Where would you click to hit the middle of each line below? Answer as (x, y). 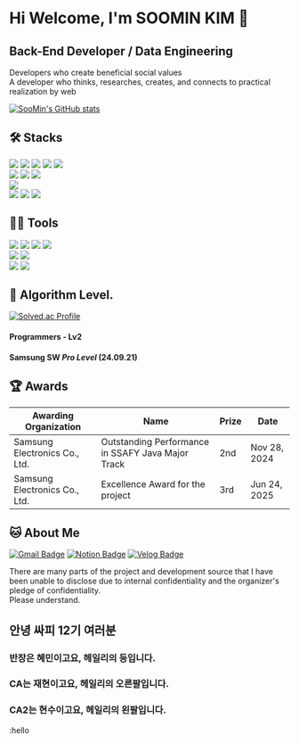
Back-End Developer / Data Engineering (121, 51)
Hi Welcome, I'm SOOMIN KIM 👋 (129, 18)
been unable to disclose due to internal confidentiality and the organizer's (145, 581)
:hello (19, 730)
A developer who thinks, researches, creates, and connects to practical (140, 82)
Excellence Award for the (153, 484)
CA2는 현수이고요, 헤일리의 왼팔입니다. (88, 710)
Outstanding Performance (155, 442)
